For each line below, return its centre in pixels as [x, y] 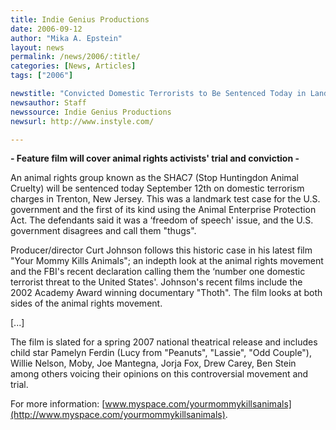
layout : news [37, 47]
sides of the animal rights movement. [86, 303]
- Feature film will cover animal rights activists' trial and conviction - [155, 158]
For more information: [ [58, 404]
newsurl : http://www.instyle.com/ [82, 121]
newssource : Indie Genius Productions [91, 112]
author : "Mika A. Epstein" [66, 38]
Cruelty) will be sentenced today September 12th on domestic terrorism [157, 188]
